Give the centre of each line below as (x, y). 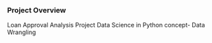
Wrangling (22, 32)
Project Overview (37, 10)
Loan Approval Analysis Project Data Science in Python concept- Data (106, 25)
